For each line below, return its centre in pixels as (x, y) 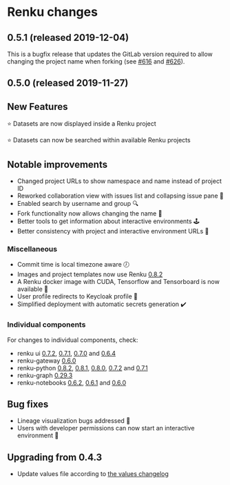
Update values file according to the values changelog (93, 474)
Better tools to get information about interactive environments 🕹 (108, 221)
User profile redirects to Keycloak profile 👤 (77, 296)
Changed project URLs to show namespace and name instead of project (119, 181)
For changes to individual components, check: (73, 340)
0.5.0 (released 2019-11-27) (68, 83)
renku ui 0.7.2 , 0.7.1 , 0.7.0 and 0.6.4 (66, 353)
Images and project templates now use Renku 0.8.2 (90, 274)
